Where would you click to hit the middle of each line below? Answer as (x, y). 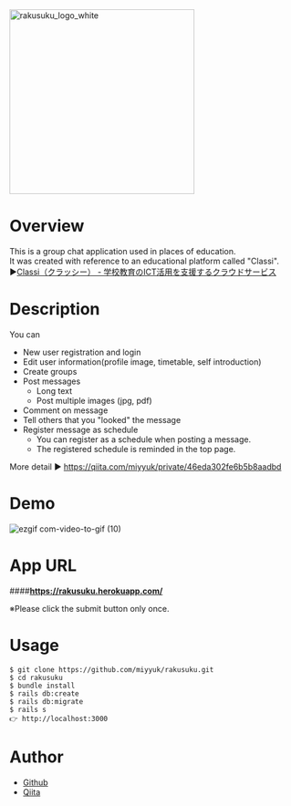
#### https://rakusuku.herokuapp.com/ (86, 591)
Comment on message (65, 410)
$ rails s (28, 709)
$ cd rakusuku (36, 677)
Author (36, 757)
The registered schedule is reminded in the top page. (136, 449)
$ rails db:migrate (47, 701)
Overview (47, 226)
